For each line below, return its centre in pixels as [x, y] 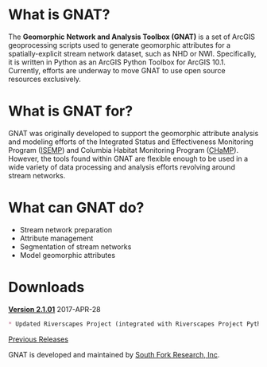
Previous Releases [39, 339]
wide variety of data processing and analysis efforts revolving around [122, 167]
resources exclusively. [44, 79]
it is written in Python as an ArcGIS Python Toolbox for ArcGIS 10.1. [117, 62]
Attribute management [56, 238]
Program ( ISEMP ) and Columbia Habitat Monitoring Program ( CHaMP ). [124, 150]
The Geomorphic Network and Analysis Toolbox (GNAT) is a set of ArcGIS [132, 37]
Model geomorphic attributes [68, 255]
